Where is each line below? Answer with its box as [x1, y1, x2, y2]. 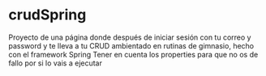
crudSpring [8, 6, 87, 24]
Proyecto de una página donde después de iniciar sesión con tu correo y [8, 32, 251, 42]
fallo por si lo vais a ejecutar [8, 58, 103, 68]
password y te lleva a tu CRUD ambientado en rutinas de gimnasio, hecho [8, 40, 254, 50]
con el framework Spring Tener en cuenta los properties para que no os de [8, 49, 259, 59]
